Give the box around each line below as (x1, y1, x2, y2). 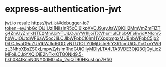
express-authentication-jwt (5, 3, 122, 15)
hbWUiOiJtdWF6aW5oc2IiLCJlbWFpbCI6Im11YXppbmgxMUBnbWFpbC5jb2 (5, 35, 159, 41)
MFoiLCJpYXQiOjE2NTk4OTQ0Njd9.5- (5, 51, 84, 57)
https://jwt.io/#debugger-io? (31, 20, 89, 26)
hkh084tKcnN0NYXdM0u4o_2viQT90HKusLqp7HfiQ (5, 56, 112, 62)
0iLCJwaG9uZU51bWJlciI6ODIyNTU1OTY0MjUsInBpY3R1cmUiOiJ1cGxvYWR (5, 40, 162, 46)
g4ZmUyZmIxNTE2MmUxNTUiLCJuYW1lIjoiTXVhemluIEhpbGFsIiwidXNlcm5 (5, 30, 161, 36)
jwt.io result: (5, 20, 31, 26)
